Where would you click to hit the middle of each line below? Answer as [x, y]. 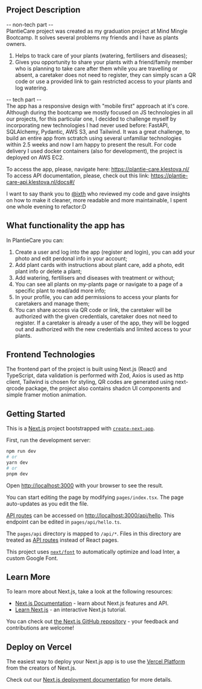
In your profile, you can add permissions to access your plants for [97, 297]
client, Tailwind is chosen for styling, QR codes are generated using [90, 382]
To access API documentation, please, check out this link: [78, 176]
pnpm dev [17, 474]
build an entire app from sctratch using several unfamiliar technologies [94, 138]
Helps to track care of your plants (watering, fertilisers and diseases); [101, 55]
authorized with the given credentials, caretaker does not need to [96, 316]
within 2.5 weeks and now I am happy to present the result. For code [91, 144]
